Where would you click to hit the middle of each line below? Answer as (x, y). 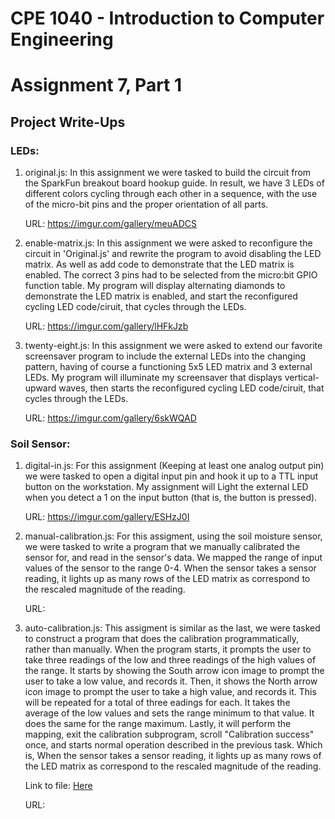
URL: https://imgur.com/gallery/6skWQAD (110, 418)
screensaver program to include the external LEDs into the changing (165, 356)
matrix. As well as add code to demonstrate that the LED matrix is (159, 264)
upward (40, 388)
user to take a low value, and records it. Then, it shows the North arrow (171, 681)
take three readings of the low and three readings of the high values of (170, 660)
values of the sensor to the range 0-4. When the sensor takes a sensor (170, 568)
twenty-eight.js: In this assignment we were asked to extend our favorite (173, 346)
